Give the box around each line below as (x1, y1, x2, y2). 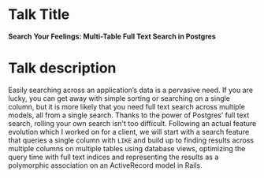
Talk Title (8, 6, 70, 24)
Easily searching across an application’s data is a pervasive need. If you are (8, 85, 254, 95)
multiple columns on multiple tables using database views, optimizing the (8, 143, 246, 153)
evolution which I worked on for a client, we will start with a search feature (8, 127, 250, 136)
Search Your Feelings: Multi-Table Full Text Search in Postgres (8, 32, 217, 41)
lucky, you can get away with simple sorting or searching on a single (8, 93, 231, 103)
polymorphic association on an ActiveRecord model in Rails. (8, 160, 203, 170)
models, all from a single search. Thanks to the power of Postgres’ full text (8, 110, 250, 120)
